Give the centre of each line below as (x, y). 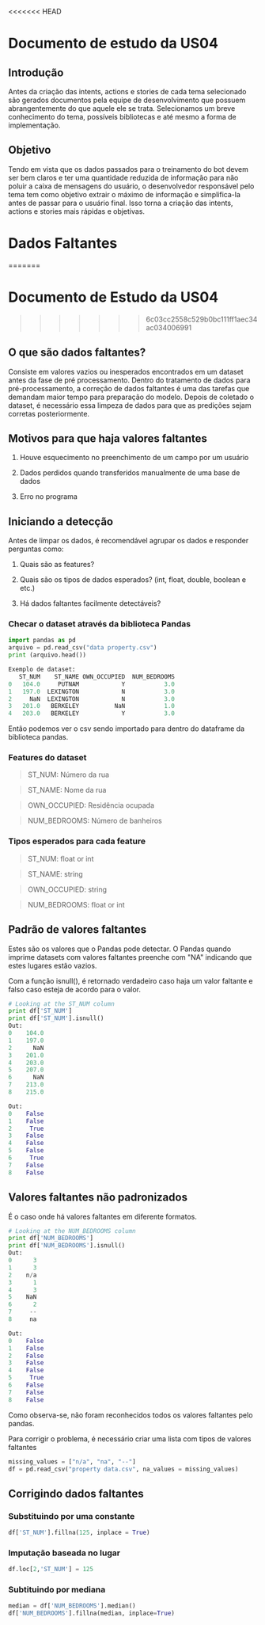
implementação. (34, 125)
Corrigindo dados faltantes (76, 1493)
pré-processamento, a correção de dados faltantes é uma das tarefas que (129, 388)
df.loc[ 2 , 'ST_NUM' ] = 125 (51, 1570)
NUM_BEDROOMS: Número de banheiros (95, 821)
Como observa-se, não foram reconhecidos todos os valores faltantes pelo (131, 1415)
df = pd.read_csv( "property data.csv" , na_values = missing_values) (123, 1469)
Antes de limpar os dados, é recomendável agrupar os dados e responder (129, 541)
